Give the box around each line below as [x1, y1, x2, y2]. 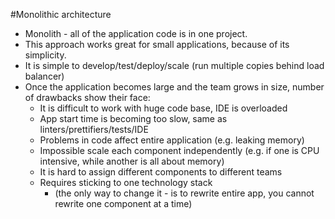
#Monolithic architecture [10, 9, 112, 20]
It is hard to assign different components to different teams [39, 166, 283, 178]
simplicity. [24, 49, 67, 61]
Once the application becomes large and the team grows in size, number [24, 81, 325, 93]
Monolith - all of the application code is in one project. [24, 28, 248, 39]
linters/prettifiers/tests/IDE [39, 124, 149, 135]
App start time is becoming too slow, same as [39, 113, 228, 124]
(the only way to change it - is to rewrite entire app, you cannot [54, 187, 315, 199]
